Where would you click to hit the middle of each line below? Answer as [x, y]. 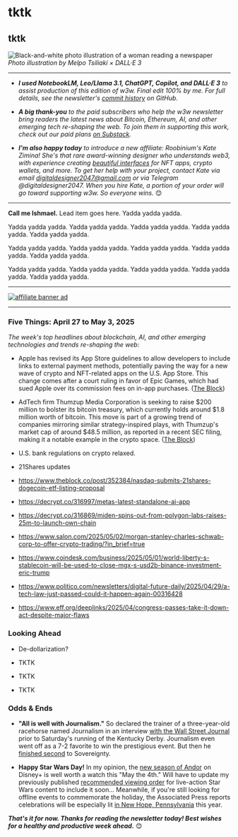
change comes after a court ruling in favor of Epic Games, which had [118, 381]
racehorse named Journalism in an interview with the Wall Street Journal [124, 730]
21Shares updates [44, 467]
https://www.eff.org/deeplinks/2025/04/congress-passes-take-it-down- [124, 608]
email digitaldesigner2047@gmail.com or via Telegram [98, 178]
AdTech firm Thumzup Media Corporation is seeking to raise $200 [115, 402]
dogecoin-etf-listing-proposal [61, 488]
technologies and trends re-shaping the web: [74, 345]
